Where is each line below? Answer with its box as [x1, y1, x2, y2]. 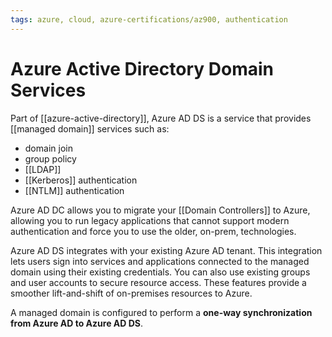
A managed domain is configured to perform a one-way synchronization [10, 306, 313, 318]
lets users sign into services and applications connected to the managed [10, 255, 310, 267]
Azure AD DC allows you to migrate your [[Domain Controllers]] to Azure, [10, 204, 311, 216]
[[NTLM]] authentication [24, 184, 125, 196]
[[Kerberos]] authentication [24, 174, 138, 186]
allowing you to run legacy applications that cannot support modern [10, 214, 290, 226]
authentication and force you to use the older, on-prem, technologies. [10, 225, 297, 237]
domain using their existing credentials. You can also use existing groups [10, 266, 311, 278]
